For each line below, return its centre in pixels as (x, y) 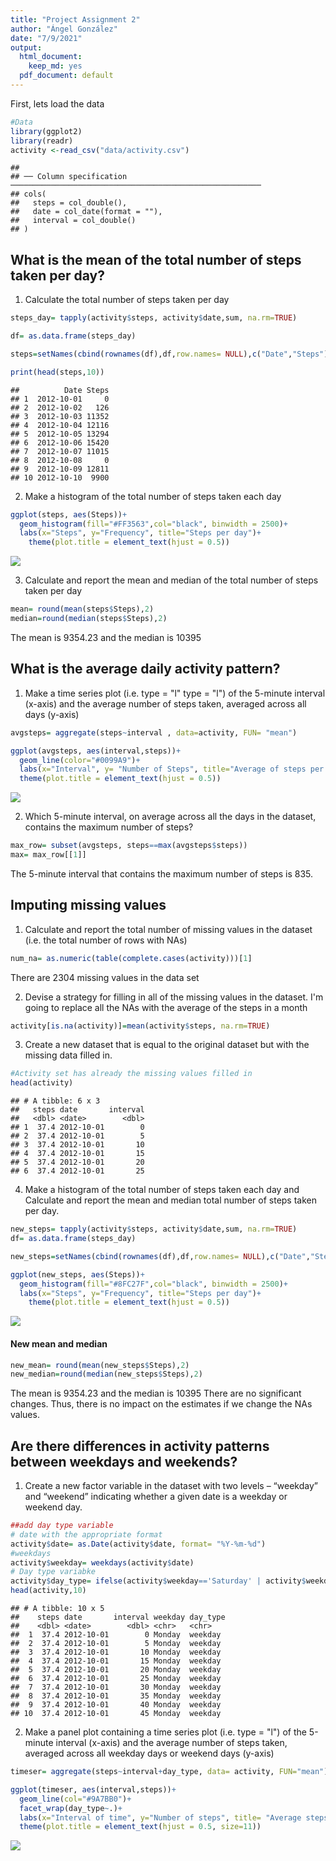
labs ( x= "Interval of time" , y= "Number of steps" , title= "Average (160, 1817)
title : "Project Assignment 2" (75, 19)
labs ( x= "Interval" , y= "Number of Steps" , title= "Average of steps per (172, 769)
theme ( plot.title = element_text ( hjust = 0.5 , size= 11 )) (140, 1827)
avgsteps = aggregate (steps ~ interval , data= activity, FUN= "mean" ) (154, 732)
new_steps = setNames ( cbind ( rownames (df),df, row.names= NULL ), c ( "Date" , (160, 1256)
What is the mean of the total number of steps (156, 259)
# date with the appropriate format (86, 1534)
